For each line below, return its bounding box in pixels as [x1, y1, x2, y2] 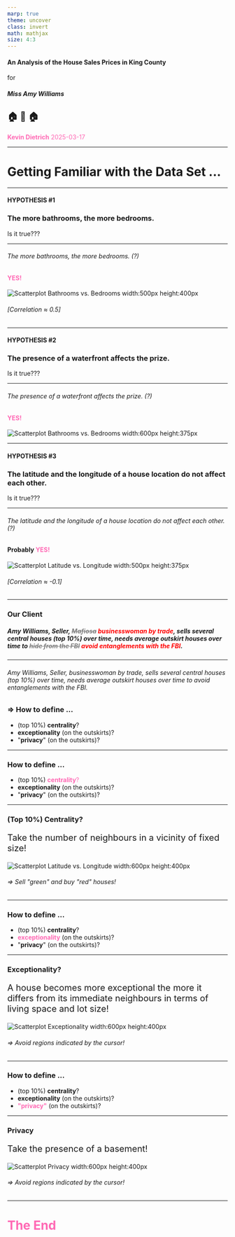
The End [7, 1217, 57, 1233]
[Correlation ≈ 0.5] [7, 305, 61, 314]
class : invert [7, 23, 49, 30]
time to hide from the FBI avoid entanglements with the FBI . [7, 641, 183, 650]
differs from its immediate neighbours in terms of [7, 993, 208, 1005]
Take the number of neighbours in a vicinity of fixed [7, 832, 220, 844]
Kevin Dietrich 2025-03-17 [7, 132, 85, 141]
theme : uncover [7, 17, 52, 24]
